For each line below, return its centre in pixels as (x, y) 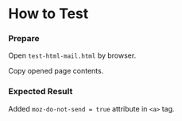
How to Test (48, 14)
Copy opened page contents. (56, 71)
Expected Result (41, 92)
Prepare (24, 39)
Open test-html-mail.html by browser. (72, 55)
